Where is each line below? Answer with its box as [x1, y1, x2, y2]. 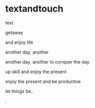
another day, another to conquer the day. [5, 59, 91, 65]
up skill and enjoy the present [5, 69, 67, 75]
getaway [5, 29, 24, 35]
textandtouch [5, 3, 64, 15]
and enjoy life [5, 39, 34, 45]
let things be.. [5, 88, 34, 94]
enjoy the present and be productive [5, 78, 81, 84]
